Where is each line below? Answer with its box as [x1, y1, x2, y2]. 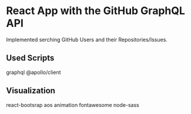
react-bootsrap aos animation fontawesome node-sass [6, 101, 139, 108]
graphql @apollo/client [6, 69, 61, 76]
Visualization [6, 86, 56, 96]
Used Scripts [6, 53, 55, 63]
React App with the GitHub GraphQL [6, 4, 185, 18]
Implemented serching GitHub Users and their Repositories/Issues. [6, 36, 167, 43]
